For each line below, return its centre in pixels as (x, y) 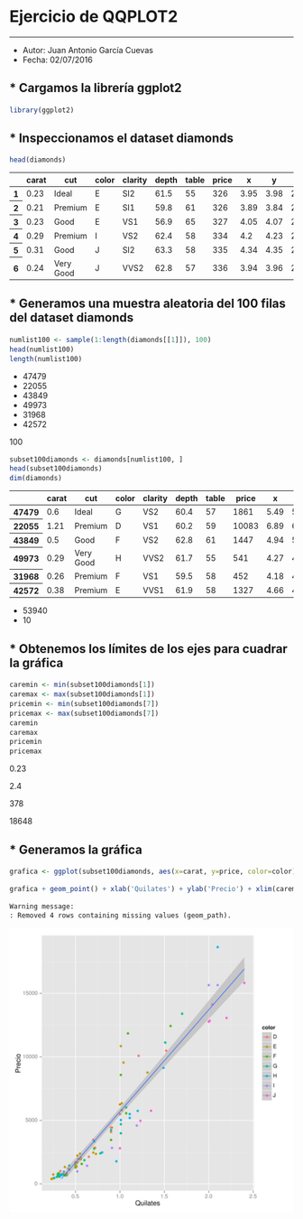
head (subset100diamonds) (56, 469)
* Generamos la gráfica (76, 849)
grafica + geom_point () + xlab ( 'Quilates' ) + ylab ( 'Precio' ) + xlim (141, 889)
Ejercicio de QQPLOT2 (94, 17)
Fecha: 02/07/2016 (57, 60)
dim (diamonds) (36, 479)
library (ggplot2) (42, 110)
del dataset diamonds (71, 318)
